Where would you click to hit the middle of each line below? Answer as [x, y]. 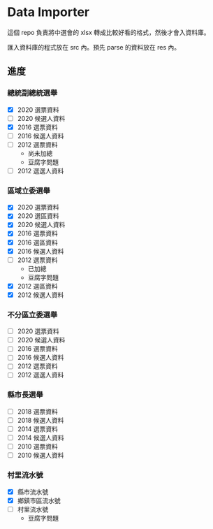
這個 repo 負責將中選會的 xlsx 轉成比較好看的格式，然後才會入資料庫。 [109, 32]
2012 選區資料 [37, 286]
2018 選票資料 [37, 411]
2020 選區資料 [38, 216]
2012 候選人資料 [41, 295]
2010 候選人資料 [41, 456]
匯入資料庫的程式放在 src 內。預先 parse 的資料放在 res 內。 [94, 47]
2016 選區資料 [37, 242]
